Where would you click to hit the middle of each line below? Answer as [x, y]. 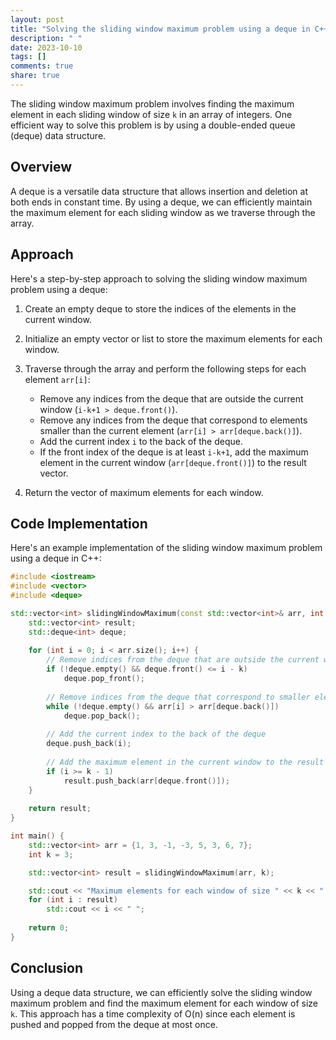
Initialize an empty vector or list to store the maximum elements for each [173, 338]
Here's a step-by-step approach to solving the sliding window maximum [159, 278]
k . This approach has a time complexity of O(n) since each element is [153, 1013]
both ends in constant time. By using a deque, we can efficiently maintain [161, 202]
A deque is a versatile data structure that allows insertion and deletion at [159, 191]
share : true [35, 76]
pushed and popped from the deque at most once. [114, 1024]
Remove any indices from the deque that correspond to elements [173, 420]
